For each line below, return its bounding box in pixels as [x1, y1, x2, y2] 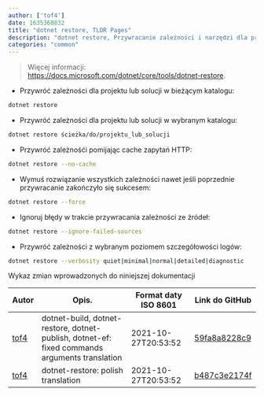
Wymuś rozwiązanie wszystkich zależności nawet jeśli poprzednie [19, 174, 235, 183]
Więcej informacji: [27, 62, 86, 72]
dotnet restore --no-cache [8, 160, 97, 168]
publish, [41, 332, 71, 343]
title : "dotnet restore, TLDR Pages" [8, 26, 132, 34]
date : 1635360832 [8, 19, 65, 27]
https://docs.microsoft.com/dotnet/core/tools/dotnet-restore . [27, 71, 226, 80]
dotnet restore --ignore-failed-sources [8, 228, 143, 235]
